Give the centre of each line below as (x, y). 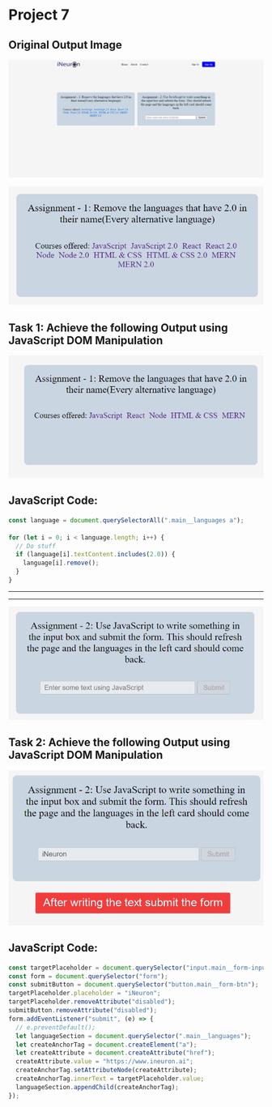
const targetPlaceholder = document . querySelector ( (97, 968)
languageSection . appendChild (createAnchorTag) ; (98, 1087)
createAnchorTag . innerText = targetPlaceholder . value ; (110, 1079)
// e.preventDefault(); (55, 1027)
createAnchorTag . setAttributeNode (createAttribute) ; (106, 1071)
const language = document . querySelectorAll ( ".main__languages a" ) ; (126, 520)
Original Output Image (66, 45)
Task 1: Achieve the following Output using (118, 328)
